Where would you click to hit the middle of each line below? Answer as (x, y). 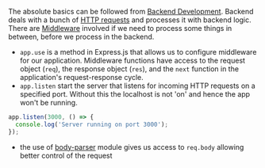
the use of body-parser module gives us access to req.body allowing (132, 147)
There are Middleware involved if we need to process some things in (120, 28)
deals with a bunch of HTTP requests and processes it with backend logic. (130, 20)
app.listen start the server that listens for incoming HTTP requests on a (137, 86)
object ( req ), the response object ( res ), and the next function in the (129, 69)
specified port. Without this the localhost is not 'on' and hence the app (135, 94)
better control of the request (66, 155)
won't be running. (48, 103)
